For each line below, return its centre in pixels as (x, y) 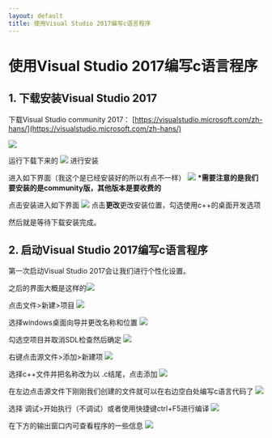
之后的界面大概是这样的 (47, 288)
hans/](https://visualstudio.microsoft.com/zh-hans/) (95, 128)
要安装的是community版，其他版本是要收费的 (85, 188)
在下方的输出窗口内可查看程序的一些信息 (76, 426)
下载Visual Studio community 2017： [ (72, 119)
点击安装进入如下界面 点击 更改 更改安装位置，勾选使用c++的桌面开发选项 (135, 205)
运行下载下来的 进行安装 (53, 160)
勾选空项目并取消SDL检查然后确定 (65, 340)
